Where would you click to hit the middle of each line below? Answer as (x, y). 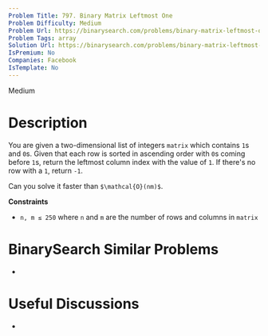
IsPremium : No (32, 53)
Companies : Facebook (43, 61)
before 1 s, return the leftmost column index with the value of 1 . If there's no (132, 162)
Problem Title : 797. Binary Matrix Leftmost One (91, 16)
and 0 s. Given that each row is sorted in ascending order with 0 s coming (127, 154)
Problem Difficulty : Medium (55, 23)
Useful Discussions (74, 304)
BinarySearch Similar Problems (114, 249)
